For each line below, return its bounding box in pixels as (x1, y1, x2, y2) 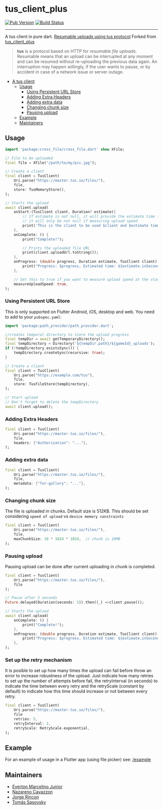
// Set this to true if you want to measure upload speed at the (14, 277, 149, 282)
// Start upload (5, 395, 38, 400)
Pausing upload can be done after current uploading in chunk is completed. (5, 563, 156, 569)
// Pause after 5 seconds (5, 595, 57, 600)
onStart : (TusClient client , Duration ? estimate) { (14, 210, 116, 215)
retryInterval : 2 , (14, 721, 51, 726)
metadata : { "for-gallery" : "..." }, (14, 481, 86, 486)
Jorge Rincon (12, 794, 39, 800)
